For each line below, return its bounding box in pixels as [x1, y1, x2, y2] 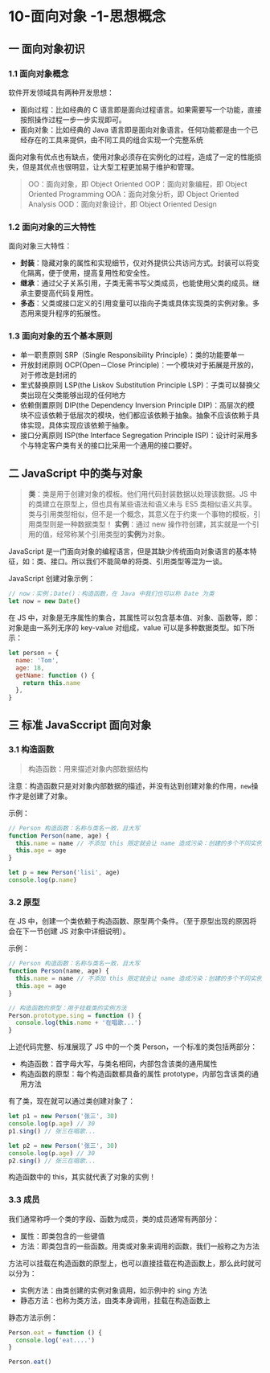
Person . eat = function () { [8, 1328, 103, 1337]
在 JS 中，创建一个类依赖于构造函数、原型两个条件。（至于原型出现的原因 [8, 916, 250, 926]
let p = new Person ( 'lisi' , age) [8, 869, 121, 877]
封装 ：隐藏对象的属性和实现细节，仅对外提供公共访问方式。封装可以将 [19, 258, 253, 268]
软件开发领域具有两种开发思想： [8, 88, 114, 97]
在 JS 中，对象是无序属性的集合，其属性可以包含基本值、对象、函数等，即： [8, 613, 260, 623]
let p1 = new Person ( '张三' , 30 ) [8, 1113, 118, 1121]
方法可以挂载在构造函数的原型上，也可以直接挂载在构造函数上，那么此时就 [8, 1258, 255, 1268]
